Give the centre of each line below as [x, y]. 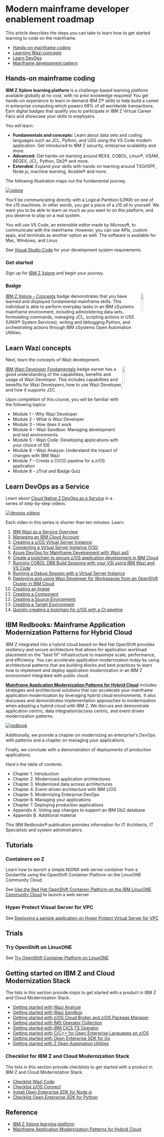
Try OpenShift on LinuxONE [39, 947]
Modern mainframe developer [67, 9]
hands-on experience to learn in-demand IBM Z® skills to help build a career [82, 101]
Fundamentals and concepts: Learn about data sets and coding [77, 135]
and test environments [35, 435]
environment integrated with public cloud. [47, 675]
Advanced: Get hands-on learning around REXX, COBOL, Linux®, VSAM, [86, 156]
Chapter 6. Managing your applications [52, 800]
